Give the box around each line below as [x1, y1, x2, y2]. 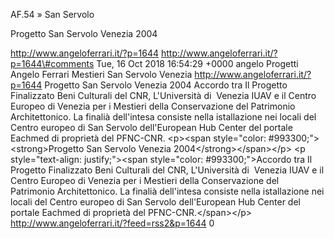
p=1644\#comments [10, 58, 95, 69]
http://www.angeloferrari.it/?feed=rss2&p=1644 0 [10, 217, 215, 229]
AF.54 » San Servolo [10, 9, 95, 20]
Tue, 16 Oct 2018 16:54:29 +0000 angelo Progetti [96, 58, 299, 69]
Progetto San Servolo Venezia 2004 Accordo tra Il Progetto [44, 79, 288, 91]
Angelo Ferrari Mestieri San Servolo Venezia [10, 69, 193, 80]
